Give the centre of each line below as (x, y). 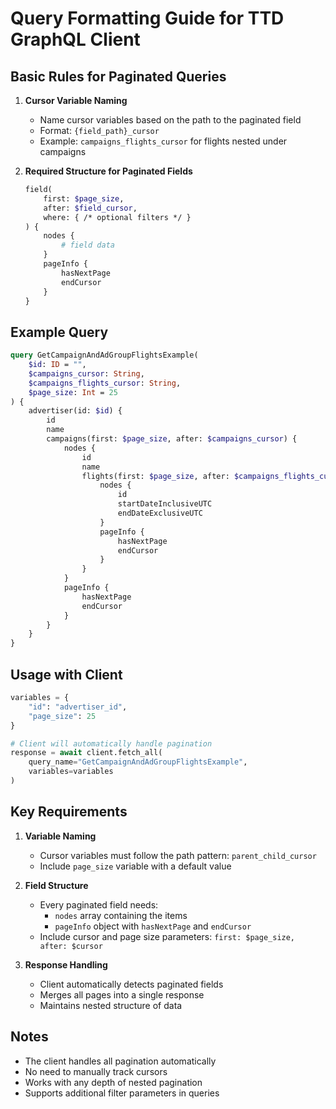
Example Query (59, 332)
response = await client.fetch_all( (86, 753)
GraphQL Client (75, 39)
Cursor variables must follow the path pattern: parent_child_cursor (178, 855)
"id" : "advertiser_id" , (78, 707)
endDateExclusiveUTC (160, 513)
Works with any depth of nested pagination (113, 1082)
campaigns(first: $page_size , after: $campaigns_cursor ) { (172, 439)
